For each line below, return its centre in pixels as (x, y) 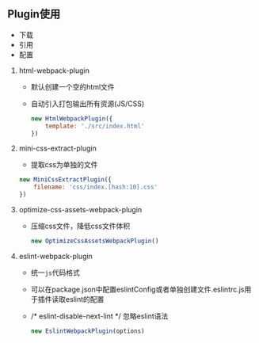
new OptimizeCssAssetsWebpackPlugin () (95, 241)
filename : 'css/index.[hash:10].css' (96, 187)
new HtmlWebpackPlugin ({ (72, 118)
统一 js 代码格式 (55, 272)
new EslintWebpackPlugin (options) (88, 331)
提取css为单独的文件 (64, 165)
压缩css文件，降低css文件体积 (80, 226)
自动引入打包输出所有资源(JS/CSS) (88, 103)
